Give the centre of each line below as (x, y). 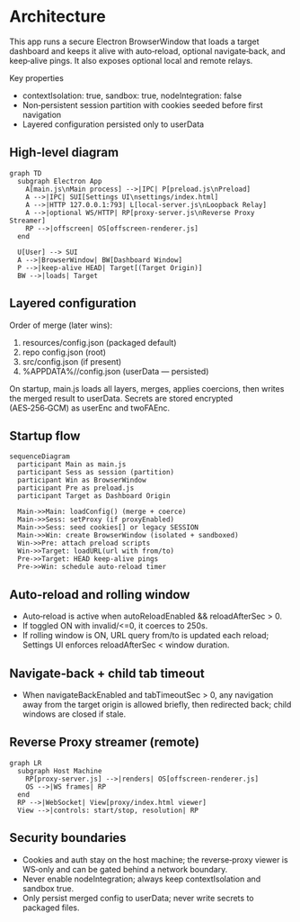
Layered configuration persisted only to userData (113, 124)
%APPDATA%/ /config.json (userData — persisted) (115, 371)
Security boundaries (68, 838)
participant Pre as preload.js (76, 488)
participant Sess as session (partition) (96, 473)
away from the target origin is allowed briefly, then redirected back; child (157, 705)
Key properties (37, 77)
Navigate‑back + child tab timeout (107, 673)
